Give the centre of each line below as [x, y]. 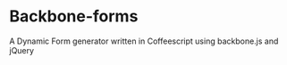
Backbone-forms [74, 16]
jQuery [21, 50]
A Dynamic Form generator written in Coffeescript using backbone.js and [144, 41]
